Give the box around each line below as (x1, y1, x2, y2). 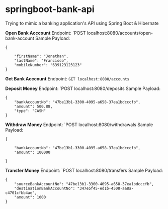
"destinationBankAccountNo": (14, 186, 75, 191)
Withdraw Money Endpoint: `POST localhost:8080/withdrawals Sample (5, 122, 153, 128)
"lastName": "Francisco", (14, 58, 69, 63)
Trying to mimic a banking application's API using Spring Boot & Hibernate (5, 20, 159, 26)
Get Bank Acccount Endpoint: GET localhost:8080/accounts (5, 75, 130, 81)
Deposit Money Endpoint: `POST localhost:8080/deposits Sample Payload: (5, 85, 161, 91)
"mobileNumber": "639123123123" (14, 62, 82, 67)
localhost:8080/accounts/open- (87, 30, 153, 36)
